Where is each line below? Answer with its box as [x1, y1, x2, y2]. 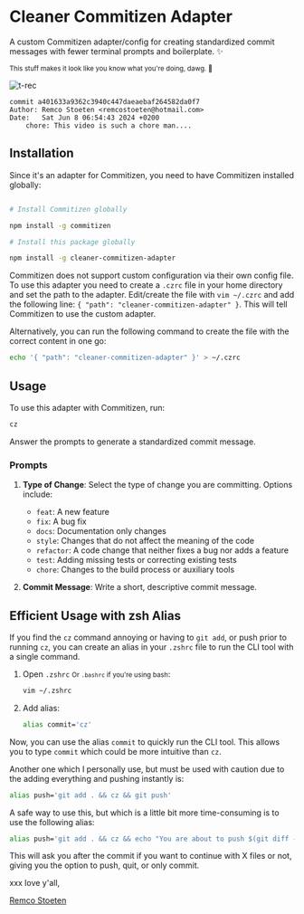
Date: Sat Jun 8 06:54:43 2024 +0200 [9, 113, 160, 122]
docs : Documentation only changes [35, 526, 167, 537]
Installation [9, 146, 74, 161]
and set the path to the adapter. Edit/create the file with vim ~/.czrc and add [9, 290, 295, 300]
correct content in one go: [9, 336, 107, 347]
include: [22, 489, 52, 500]
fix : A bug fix [35, 516, 88, 527]
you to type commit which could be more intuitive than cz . [9, 746, 222, 757]
